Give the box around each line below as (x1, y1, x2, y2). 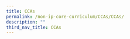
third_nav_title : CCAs (6, 24, 61, 30)
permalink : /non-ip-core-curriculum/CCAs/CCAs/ (6, 14, 125, 19)
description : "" (6, 19, 46, 25)
